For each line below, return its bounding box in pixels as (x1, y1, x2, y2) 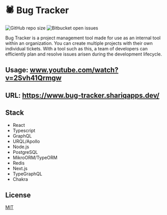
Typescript (12, 127, 36, 133)
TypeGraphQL (12, 171, 42, 177)
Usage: (5, 66, 29, 74)
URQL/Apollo (12, 138, 40, 144)
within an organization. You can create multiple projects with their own (5, 40, 153, 46)
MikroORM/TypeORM (12, 154, 58, 160)
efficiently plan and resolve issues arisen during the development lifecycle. (5, 51, 162, 57)
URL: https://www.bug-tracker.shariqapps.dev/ (5, 91, 159, 100)
